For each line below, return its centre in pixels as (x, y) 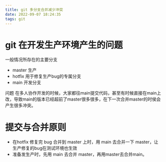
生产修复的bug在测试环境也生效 (45, 148)
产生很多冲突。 (20, 106)
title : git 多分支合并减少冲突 (34, 10)
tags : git (15, 19)
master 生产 (25, 70)
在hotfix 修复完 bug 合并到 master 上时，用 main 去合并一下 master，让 (85, 142)
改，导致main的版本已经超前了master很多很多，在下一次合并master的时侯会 (83, 99)
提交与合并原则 (36, 127)
